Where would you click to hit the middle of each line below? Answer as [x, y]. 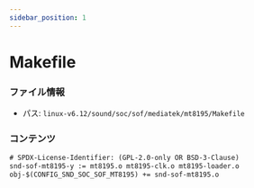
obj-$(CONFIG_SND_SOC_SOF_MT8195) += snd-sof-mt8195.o [114, 175]
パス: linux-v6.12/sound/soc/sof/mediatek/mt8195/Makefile [133, 113]
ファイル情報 [37, 92]
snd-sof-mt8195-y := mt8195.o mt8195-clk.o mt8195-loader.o [125, 166]
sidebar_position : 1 [48, 18]
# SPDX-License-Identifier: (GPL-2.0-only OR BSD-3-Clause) [125, 158]
